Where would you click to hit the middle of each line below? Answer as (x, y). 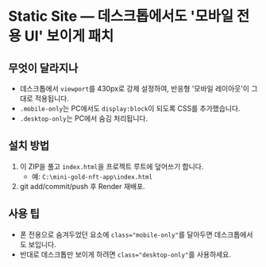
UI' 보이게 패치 (69, 36)
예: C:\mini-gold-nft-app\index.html (92, 176)
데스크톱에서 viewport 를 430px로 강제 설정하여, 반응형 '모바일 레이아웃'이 (135, 89)
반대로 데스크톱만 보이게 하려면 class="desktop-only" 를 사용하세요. (125, 254)
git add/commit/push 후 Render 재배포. (82, 186)
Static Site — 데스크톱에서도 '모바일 (121, 16)
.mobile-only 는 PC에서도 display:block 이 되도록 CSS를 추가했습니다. (130, 108)
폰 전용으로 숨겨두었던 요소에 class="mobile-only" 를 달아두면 (116, 234)
